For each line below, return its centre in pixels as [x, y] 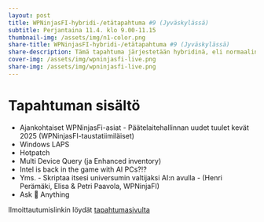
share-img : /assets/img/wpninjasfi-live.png [82, 67]
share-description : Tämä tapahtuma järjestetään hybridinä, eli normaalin [133, 52]
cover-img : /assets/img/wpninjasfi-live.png [82, 60]
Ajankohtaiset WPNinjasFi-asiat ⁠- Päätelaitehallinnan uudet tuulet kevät [134, 128]
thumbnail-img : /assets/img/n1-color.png [77, 37]
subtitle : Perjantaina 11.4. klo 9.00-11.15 [82, 30]
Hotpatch [35, 152]
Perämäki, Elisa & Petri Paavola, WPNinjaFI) [89, 186]
